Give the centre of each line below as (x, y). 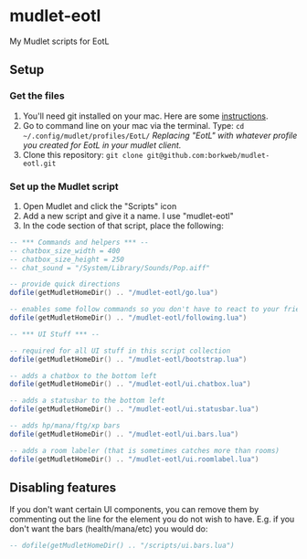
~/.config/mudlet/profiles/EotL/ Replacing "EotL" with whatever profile (160, 135)
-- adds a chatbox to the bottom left (83, 375)
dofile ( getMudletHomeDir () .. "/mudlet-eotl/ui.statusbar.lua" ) (134, 409)
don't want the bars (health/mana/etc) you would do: (109, 529)
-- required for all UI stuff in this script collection (120, 351)
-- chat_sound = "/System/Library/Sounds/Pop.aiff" (110, 268)
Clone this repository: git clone (83, 154)
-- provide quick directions (65, 284)
